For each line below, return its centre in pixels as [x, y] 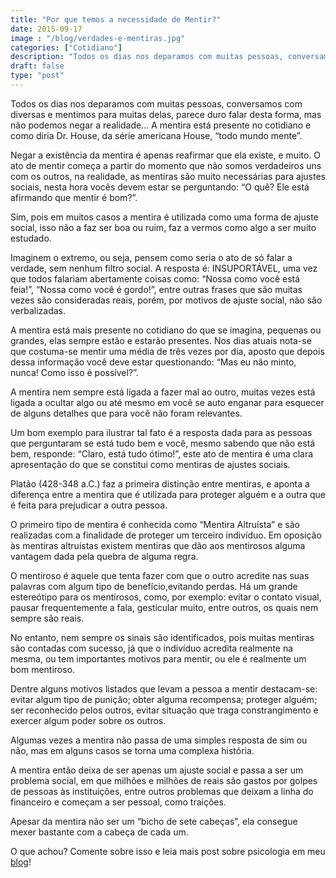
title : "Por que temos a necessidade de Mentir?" [116, 19]
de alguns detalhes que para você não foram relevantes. [126, 413]
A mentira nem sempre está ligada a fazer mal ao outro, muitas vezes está [163, 392]
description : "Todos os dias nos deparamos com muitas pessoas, [147, 57]
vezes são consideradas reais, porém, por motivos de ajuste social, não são [166, 300]
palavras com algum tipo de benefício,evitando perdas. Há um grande [154, 586]
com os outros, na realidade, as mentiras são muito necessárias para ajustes [168, 176]
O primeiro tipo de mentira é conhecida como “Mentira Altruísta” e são [155, 524]
